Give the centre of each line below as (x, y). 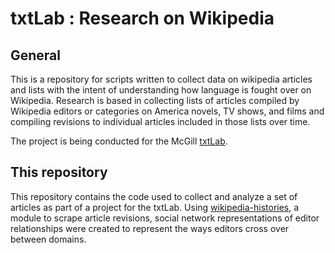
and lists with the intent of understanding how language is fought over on (161, 90)
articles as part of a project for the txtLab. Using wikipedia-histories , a (155, 207)
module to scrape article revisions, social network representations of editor (165, 218)
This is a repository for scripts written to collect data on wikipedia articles (161, 79)
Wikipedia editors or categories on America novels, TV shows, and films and (167, 111)
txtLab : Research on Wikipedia (142, 18)
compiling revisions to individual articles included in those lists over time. (160, 121)
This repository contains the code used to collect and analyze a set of (154, 196)
